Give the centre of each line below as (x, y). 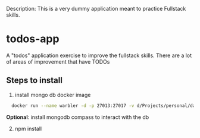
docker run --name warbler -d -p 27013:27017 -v (73, 106)
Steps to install (34, 81)
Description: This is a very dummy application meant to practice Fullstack (96, 9)
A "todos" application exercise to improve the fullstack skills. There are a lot (99, 55)
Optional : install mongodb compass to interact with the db (78, 117)
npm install (28, 128)
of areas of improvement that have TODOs (58, 61)
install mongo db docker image (53, 95)
